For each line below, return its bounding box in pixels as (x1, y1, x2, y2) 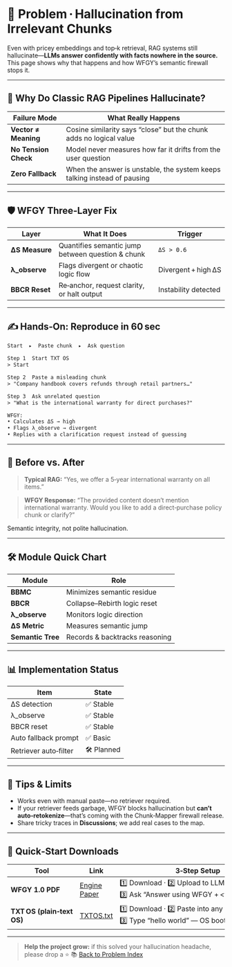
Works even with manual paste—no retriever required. (17, 797, 171, 805)
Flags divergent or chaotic (58, 260, 144, 270)
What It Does (83, 228, 127, 238)
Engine (79, 880, 102, 890)
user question (66, 153, 111, 163)
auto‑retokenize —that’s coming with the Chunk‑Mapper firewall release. (17, 811, 224, 820)
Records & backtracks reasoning (66, 632, 172, 642)
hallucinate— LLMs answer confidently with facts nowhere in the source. (7, 51, 218, 60)
